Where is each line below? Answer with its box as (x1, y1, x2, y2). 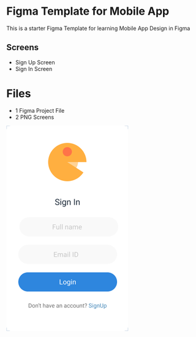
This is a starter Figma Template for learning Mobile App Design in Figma (6, 25, 190, 32)
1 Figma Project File (15, 107, 65, 114)
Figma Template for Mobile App (6, 4, 170, 18)
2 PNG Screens (15, 113, 55, 121)
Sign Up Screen (15, 58, 55, 66)
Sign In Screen (15, 65, 53, 72)
